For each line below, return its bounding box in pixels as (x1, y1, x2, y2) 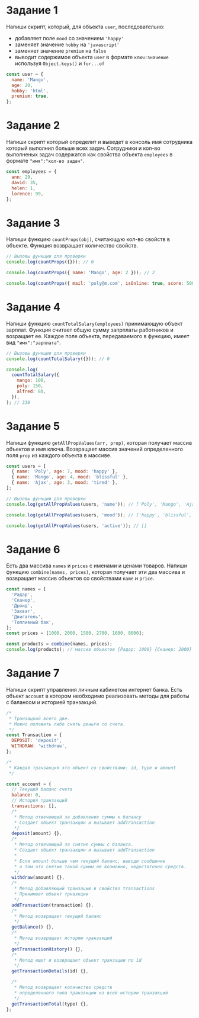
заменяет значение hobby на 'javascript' (14, 41, 120, 48)
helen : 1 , (11, 185, 36, 191)
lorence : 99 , (11, 191, 44, 197)
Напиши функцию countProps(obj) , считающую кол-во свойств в (6, 236, 171, 243)
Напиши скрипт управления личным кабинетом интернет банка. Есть (6, 686, 182, 693)
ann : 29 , (11, 174, 33, 180)
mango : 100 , (17, 377, 46, 384)
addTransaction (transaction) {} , (11, 902, 94, 908)
